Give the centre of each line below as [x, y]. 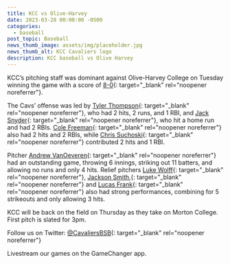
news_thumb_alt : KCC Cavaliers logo [59, 52]
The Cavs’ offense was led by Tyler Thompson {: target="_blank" [98, 105]
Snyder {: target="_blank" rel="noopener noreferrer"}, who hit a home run [111, 120]
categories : [24, 26]
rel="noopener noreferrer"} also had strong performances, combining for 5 [113, 191]
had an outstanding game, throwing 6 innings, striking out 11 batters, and [110, 163]
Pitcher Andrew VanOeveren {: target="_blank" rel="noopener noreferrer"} [112, 155]
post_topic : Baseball [38, 39]
